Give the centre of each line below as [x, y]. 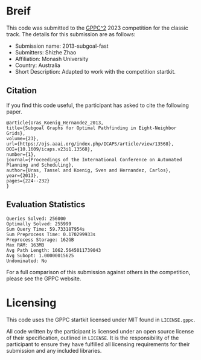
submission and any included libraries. [54, 350]
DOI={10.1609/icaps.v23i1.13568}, [50, 149]
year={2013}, [23, 175]
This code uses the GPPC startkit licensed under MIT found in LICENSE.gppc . [101, 320]
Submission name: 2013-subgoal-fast [62, 46]
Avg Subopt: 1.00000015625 [40, 256]
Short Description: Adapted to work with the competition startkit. [95, 71]
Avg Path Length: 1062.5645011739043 [54, 250]
